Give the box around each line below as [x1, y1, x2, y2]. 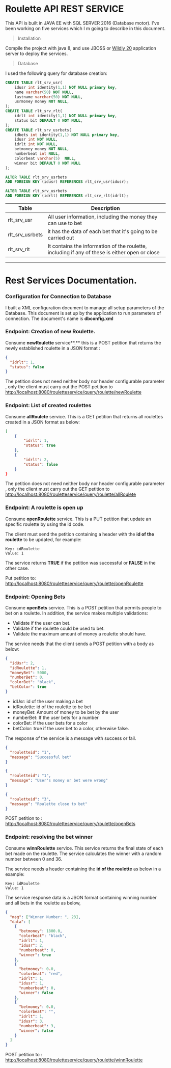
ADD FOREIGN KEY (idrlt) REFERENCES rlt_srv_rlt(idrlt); [5, 193, 129, 199]
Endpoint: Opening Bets [5, 593, 66, 600]
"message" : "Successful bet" [10, 755, 72, 760]
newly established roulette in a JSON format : [5, 345, 100, 351]
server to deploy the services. [5, 50, 68, 57]
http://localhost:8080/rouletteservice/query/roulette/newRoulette [5, 389, 141, 395]
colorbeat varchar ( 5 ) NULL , [14, 156, 76, 161]
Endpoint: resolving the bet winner [5, 834, 93, 841]
